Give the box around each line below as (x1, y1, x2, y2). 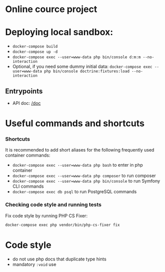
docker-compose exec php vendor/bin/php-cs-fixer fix (5, 222, 120, 227)
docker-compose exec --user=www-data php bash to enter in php (12, 162, 143, 168)
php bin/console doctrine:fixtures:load (44, 69, 130, 74)
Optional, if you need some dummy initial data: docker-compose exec (12, 64, 153, 70)
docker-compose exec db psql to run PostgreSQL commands (12, 189, 137, 195)
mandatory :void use (12, 261, 57, 267)
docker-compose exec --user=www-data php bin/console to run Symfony (12, 178, 160, 184)
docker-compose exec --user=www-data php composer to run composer (12, 173, 156, 179)
